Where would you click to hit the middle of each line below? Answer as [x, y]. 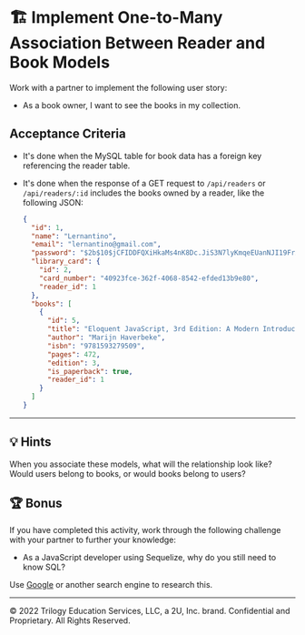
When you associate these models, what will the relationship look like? [141, 464]
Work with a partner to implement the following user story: [118, 87]
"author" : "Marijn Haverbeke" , [106, 338]
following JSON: [53, 202]
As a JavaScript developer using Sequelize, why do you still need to [149, 557]
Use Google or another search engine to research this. [111, 584]
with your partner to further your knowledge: [93, 539]
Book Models [60, 62]
